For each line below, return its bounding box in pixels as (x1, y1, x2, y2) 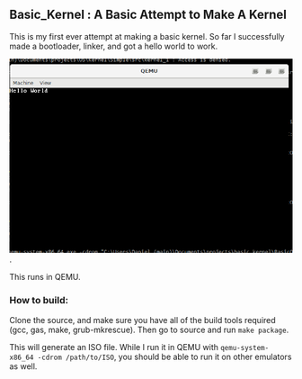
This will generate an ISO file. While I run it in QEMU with (9, 341, 218, 352)
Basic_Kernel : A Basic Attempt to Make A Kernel (9, 7, 288, 23)
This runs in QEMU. (9, 272, 81, 283)
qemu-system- (219, 343, 270, 352)
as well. (9, 360, 38, 372)
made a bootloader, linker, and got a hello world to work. (9, 41, 218, 51)
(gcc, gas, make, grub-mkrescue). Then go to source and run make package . (9, 324, 289, 335)
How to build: (9, 294, 69, 307)
